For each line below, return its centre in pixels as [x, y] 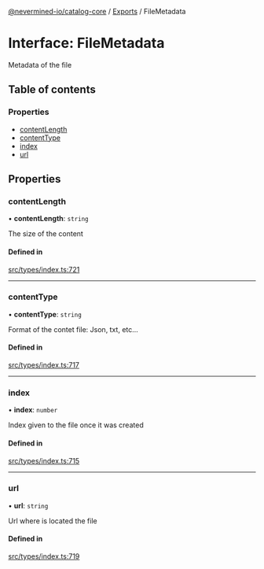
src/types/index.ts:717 [44, 365]
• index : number [33, 410]
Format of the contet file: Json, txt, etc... [73, 329]
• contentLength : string [48, 219]
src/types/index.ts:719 [44, 556]
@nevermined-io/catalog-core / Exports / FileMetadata [97, 11]
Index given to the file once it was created [76, 425]
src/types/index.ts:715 [44, 460]
